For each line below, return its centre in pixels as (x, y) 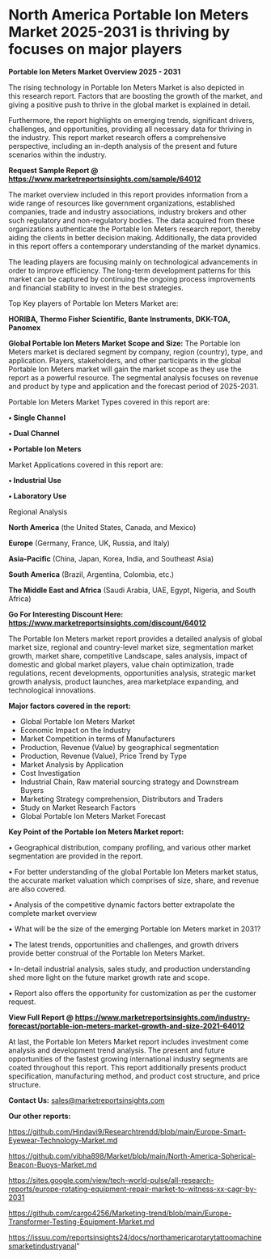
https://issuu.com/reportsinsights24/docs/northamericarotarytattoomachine (135, 1237)
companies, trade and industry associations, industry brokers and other (127, 211)
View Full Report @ (41, 1017)
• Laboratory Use (38, 496)
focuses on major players (95, 49)
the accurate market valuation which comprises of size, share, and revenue (134, 880)
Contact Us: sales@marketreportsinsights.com (87, 1100)
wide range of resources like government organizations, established (122, 203)
